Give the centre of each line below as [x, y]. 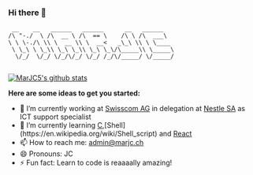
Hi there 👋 [28, 13]
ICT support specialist [56, 117]
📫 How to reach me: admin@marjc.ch [82, 143]
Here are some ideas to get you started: [74, 93]
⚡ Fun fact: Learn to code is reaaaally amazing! [96, 163]
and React [175, 134]
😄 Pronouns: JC [46, 154]
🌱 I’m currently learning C [61, 125]
